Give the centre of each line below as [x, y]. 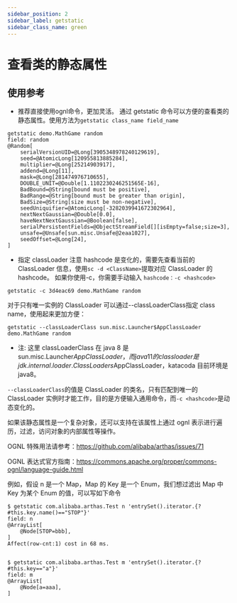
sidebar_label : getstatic [45, 21]
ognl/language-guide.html [45, 469]
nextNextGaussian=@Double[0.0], [68, 215]
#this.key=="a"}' [33, 569]
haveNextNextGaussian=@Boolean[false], [79, 221]
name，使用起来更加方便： [47, 314]
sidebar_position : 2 [38, 14]
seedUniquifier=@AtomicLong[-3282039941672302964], [98, 208]
